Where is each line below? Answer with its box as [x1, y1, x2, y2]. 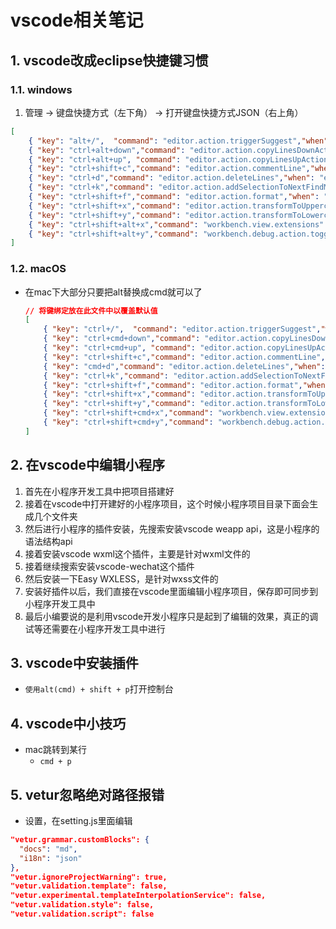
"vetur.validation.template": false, [10, 881, 168, 891]
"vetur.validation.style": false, [10, 900, 155, 910]
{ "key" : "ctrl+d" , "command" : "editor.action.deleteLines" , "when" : [28, 173, 315, 183]
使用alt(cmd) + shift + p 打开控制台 [24, 683, 174, 695]
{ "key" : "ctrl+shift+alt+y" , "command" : [28, 229, 199, 239]
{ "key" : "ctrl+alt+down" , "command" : [28, 145, 186, 155]
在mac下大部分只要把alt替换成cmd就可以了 [24, 286, 203, 298]
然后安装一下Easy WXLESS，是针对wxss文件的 [24, 572, 219, 585]
